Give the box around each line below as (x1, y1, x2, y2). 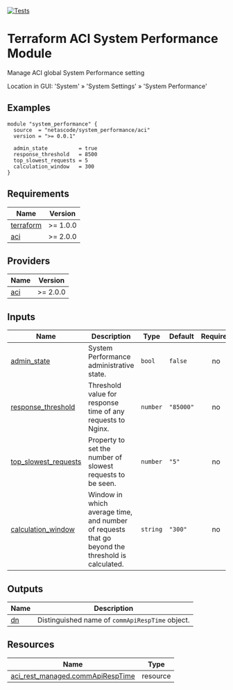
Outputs (7, 583, 44, 595)
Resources (7, 639, 55, 650)
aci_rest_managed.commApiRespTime (10, 671, 135, 680)
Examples (7, 102, 51, 114)
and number (87, 516, 128, 525)
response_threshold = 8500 (13, 151, 98, 158)
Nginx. (87, 424, 110, 434)
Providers (7, 255, 51, 267)
